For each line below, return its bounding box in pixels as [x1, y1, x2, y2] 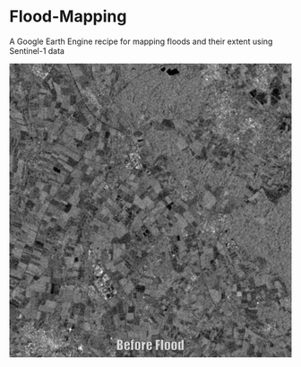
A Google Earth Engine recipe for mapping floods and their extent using [9, 36, 273, 47]
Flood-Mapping [9, 6, 127, 27]
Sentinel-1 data [9, 45, 65, 56]
